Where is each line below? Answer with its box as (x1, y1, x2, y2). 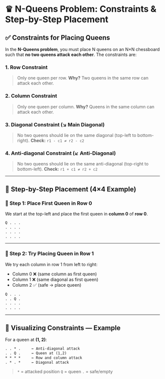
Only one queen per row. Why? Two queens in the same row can (17, 75, 149, 81)
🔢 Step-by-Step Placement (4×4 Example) (5, 185, 137, 193)
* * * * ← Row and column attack (5, 355, 82, 360)
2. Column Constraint (5, 92, 57, 99)
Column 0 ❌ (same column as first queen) (12, 271, 97, 277)
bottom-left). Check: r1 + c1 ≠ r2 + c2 (17, 166, 98, 172)
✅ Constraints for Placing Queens (5, 33, 110, 42)
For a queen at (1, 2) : (5, 336, 47, 342)
